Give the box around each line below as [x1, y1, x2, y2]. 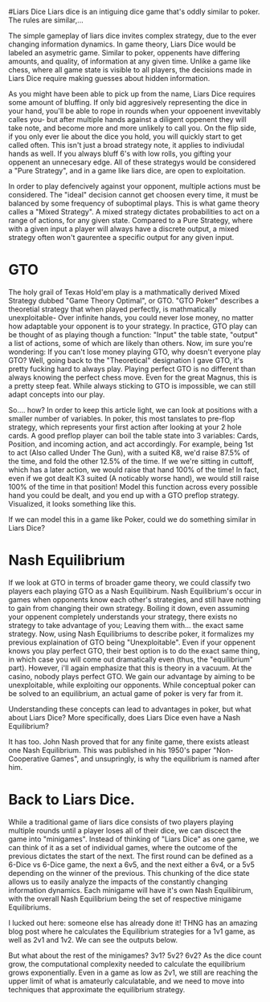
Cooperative [8, 754, 50, 764]
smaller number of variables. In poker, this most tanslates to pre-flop [8, 413, 235, 423]
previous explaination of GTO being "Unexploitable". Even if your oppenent [8, 637, 256, 647]
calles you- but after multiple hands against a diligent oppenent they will [8, 115, 247, 124]
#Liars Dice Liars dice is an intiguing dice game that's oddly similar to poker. [8, 7, 260, 16]
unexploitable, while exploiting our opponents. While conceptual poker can [8, 680, 256, 690]
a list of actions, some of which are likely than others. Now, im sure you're [8, 338, 253, 348]
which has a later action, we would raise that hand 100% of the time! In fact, [8, 465, 260, 475]
